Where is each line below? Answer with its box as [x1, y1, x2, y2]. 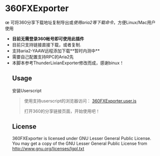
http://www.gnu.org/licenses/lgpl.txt [12, 145, 85, 151]
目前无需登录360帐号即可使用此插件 [12, 36, 85, 42]
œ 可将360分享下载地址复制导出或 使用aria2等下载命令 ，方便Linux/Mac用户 [5, 19, 156, 25]
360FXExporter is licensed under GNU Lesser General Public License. [12, 135, 151, 141]
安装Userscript [12, 87, 42, 93]
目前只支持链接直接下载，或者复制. [12, 42, 81, 47]
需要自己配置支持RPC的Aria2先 [12, 54, 74, 59]
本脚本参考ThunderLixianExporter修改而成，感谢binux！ [12, 60, 124, 66]
